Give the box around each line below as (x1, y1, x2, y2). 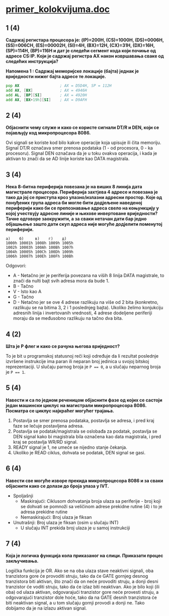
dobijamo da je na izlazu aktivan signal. (6, 605, 87, 611)
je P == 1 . (6, 369, 26, 375)
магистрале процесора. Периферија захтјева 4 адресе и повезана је (6, 189, 158, 195)
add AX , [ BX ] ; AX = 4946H (6, 88, 87, 93)
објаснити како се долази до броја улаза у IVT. (6, 483, 110, 489)
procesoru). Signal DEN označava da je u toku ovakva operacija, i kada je (6, 150, 157, 157)
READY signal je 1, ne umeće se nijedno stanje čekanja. (13, 444, 127, 450)
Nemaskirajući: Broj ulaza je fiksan (20, 514, 92, 520)
